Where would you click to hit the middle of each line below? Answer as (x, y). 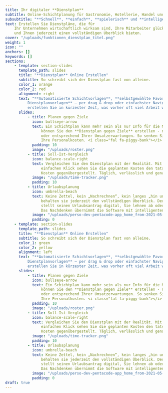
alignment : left (35, 252)
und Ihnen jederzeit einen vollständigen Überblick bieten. (78, 33)
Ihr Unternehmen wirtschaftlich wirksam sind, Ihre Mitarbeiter (82, 29)
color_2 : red (32, 89)
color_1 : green (34, 243)
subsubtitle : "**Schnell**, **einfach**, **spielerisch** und (71, 19)
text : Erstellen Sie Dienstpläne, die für (50, 24)
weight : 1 (15, 43)
